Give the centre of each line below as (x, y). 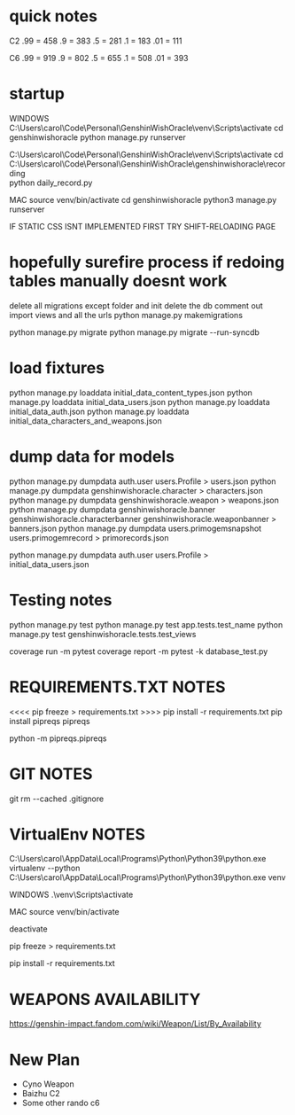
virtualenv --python (45, 868)
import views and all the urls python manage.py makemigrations (126, 315)
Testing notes (61, 600)
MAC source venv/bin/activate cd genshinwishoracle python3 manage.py (143, 199)
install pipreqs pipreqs (50, 721)
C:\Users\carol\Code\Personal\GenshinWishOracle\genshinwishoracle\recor (147, 164)
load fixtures (57, 368)
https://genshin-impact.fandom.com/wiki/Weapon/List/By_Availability (135, 1024)
